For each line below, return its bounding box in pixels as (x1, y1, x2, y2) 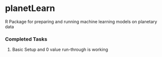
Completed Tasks (5, 35, 48, 42)
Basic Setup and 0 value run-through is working (12, 46, 108, 53)
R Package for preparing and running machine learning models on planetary (5, 19, 157, 24)
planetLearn (5, 3, 55, 14)
